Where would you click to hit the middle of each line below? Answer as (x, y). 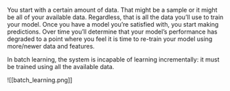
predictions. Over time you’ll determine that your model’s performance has (112, 31)
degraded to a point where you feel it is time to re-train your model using (110, 39)
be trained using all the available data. (61, 67)
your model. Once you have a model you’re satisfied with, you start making (113, 24)
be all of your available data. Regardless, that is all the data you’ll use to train (115, 17)
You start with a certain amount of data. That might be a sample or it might (112, 10)
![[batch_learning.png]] (40, 80)
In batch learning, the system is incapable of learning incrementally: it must (113, 60)
